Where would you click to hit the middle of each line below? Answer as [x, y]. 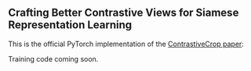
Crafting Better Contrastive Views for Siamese [124, 13]
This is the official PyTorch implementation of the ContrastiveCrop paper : [126, 44]
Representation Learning [70, 25]
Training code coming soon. [53, 59]
